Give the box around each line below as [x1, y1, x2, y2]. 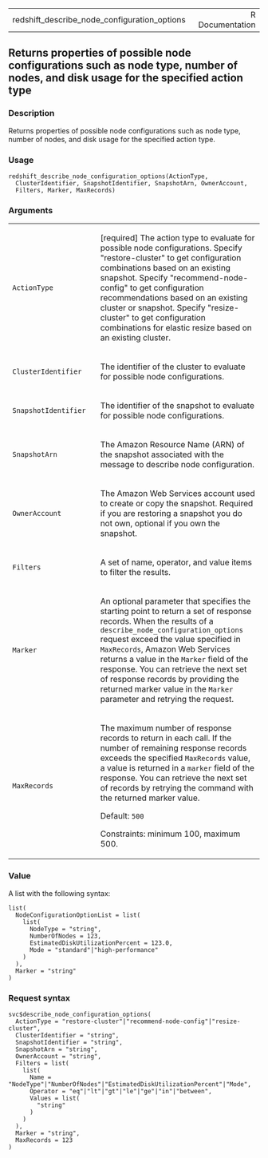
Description [8, 108, 55, 119]
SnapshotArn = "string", [15, 1045, 98, 1053]
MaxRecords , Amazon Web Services [100, 644, 231, 655]
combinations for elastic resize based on [100, 323, 253, 334]
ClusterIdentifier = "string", [15, 1031, 120, 1039]
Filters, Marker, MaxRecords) [15, 186, 116, 194]
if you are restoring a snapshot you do [100, 508, 243, 519]
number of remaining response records [100, 743, 247, 754]
